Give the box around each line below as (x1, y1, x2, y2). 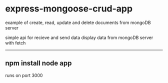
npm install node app (5, 59, 72, 67)
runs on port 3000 (5, 72, 43, 78)
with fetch (5, 39, 26, 45)
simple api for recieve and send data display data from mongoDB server (5, 34, 153, 40)
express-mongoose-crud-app (5, 3, 133, 14)
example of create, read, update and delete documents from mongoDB (5, 19, 151, 25)
